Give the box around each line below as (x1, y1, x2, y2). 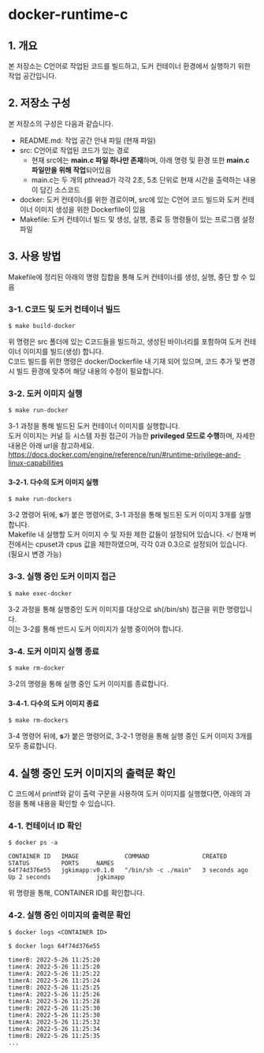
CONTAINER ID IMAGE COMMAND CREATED (8, 853, 227, 861)
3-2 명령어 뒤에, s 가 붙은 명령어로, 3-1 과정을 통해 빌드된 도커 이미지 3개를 (8, 510, 237, 520)
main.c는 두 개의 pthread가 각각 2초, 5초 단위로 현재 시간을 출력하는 (31, 175, 242, 185)
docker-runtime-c (8, 6, 128, 24)
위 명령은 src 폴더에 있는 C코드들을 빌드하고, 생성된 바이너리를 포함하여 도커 (8, 337, 242, 346)
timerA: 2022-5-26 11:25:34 (8, 1025, 101, 1032)
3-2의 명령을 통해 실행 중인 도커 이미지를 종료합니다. (8, 679, 169, 689)
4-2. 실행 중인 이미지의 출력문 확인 (8, 909, 132, 920)
